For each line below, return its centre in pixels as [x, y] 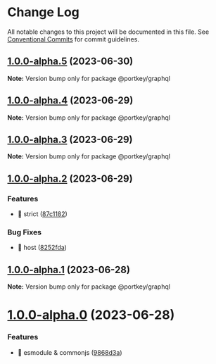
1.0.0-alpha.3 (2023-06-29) [70, 139]
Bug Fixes [25, 232]
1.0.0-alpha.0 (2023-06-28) [91, 315]
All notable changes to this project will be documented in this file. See [108, 32]
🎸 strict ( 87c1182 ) [43, 214]
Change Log [43, 12]
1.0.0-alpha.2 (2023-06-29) [70, 178]
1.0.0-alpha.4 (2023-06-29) [70, 100]
